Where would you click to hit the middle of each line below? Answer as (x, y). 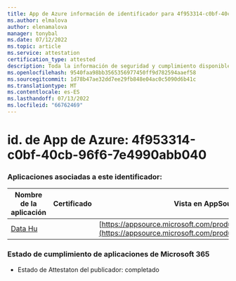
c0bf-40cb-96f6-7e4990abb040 (107, 155)
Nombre (29, 195)
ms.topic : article (34, 46)
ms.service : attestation (44, 53)
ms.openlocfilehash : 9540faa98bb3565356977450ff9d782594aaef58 (102, 72)
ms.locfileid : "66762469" (45, 105)
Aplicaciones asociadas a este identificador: (85, 176)
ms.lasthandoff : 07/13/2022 (48, 99)
